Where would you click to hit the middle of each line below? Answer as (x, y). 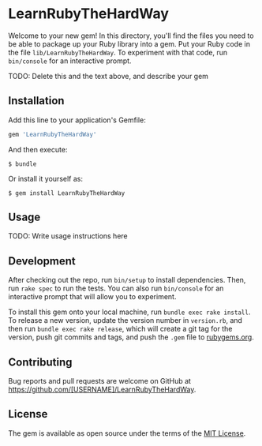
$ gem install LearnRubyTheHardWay (67, 193)
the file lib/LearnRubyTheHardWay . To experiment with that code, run (118, 52)
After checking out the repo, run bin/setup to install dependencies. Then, (127, 280)
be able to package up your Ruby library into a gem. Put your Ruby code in (129, 43)
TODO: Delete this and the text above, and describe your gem (109, 76)
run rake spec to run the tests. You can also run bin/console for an (116, 288)
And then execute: (38, 149)
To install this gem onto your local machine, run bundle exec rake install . (129, 312)
